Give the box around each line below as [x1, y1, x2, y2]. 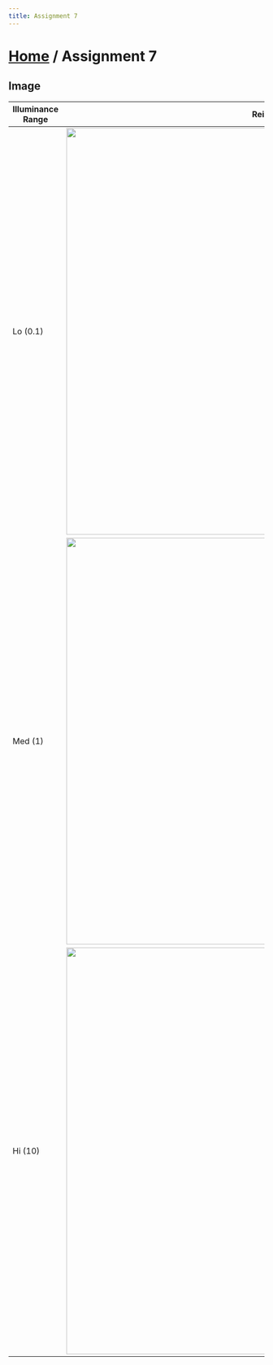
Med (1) [12, 735, 44, 747]
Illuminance [12, 103, 59, 115]
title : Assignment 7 [8, 11, 79, 20]
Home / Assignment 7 [8, 46, 157, 65]
